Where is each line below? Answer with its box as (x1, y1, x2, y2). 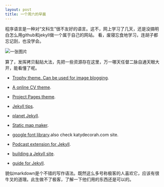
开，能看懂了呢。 (5, 65, 40, 71)
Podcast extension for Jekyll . (12, 141, 71, 147)
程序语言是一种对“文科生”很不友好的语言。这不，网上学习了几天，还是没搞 (5, 25, 155, 32)
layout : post (5, 7, 32, 12)
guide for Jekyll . (12, 160, 45, 166)
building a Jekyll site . (12, 150, 55, 157)
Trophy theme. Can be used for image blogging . (12, 74, 109, 81)
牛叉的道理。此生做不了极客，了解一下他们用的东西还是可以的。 (5, 176, 134, 182)
